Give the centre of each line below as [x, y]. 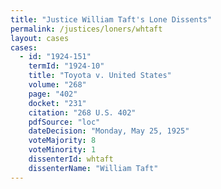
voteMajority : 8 [62, 141]
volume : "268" [57, 85]
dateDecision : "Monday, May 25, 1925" [109, 131]
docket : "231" [57, 103]
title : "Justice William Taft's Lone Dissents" [111, 19]
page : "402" [53, 94]
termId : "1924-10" [66, 66]
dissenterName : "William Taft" [93, 168]
